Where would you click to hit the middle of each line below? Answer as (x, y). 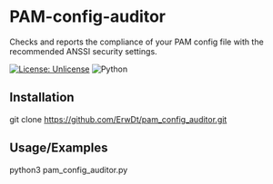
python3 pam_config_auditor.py (69, 169)
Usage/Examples (59, 148)
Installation (42, 97)
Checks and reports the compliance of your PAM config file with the (136, 42)
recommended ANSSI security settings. (83, 51)
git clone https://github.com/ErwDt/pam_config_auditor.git (118, 119)
